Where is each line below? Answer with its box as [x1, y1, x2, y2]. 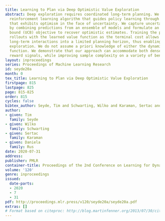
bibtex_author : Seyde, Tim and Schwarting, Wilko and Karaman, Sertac [5, 103, 153, 108]
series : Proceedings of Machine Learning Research [5, 62, 111, 67]
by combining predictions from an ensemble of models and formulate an [9, 26, 160, 31]
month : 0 [5, 71, 23, 76]
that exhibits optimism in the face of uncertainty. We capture [9, 21, 144, 26]
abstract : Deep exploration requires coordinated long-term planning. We [5, 12, 160, 17]
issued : [5, 177, 21, 182]
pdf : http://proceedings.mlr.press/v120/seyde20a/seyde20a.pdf [5, 199, 137, 204]
